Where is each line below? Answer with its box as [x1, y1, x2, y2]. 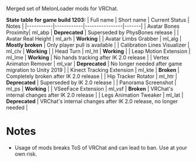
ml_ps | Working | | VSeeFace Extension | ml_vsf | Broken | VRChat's [6, 85, 174, 92]
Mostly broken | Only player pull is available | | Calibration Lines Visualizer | [6, 41, 190, 48]
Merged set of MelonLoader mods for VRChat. [6, 5, 119, 12]
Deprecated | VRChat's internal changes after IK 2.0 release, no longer [6, 98, 178, 105]
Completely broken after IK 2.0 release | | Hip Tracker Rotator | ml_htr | [6, 73, 178, 80]
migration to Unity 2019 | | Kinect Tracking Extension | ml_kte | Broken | [6, 67, 180, 73]
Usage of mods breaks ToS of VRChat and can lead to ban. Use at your [14, 144, 187, 151]
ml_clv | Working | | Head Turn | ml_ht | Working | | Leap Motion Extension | [6, 48, 191, 55]
